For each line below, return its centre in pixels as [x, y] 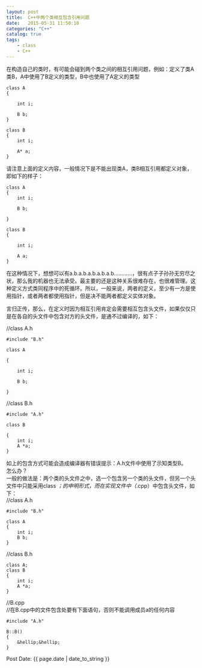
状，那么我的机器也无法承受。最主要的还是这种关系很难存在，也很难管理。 [98, 280]
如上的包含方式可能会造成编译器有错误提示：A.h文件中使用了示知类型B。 [96, 463]
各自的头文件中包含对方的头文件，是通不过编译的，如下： [88, 316]
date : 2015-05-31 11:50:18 [43, 23]
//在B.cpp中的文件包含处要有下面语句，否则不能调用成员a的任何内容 [91, 610]
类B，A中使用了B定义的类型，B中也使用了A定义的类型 [73, 77]
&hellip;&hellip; [39, 642]
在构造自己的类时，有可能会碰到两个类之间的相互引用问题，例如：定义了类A [100, 69]
